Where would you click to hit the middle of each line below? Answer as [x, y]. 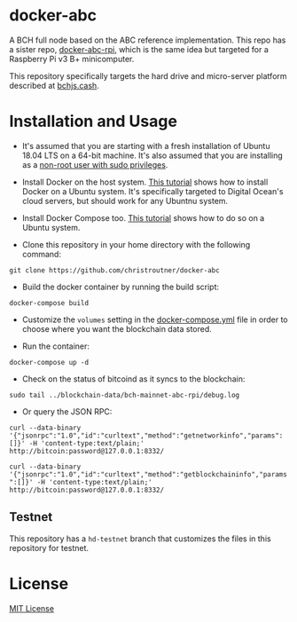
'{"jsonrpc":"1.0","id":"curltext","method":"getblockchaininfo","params [148, 474]
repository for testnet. [49, 547]
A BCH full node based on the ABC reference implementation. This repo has [148, 40]
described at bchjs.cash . [54, 85]
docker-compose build [49, 303]
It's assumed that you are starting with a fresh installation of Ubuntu [146, 146]
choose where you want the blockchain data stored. [117, 328]
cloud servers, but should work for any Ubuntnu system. [125, 201]
